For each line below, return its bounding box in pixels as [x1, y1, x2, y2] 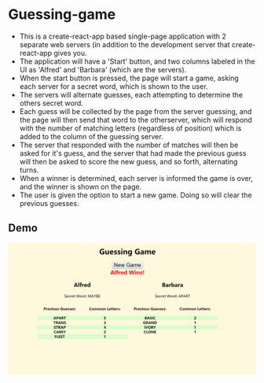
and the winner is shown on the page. [19, 182, 142, 191]
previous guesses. [19, 198, 79, 208]
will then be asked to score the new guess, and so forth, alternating [19, 157, 238, 166]
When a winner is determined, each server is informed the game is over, [19, 173, 254, 182]
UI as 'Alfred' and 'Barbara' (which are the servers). [19, 64, 187, 74]
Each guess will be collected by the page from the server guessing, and [19, 106, 252, 116]
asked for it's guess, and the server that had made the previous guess [19, 148, 247, 158]
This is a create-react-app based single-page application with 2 [19, 31, 226, 41]
